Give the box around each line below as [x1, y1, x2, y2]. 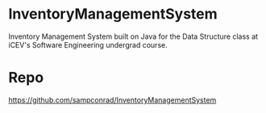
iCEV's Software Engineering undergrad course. [8, 40, 168, 49]
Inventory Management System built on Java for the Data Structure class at [8, 31, 259, 41]
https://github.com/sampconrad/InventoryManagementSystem [8, 94, 217, 105]
